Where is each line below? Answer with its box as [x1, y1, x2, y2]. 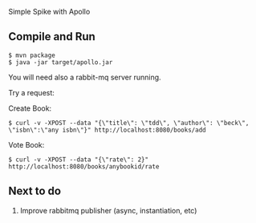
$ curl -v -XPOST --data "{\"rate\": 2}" [8, 156, 149, 164]
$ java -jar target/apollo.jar [8, 58, 113, 67]
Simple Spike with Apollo [8, 7, 91, 16]
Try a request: [8, 87, 55, 97]
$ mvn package [8, 51, 56, 59]
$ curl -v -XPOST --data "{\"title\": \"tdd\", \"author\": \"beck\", [8, 119, 250, 127]
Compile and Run [8, 30, 96, 43]
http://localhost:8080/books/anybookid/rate [8, 162, 160, 171]
